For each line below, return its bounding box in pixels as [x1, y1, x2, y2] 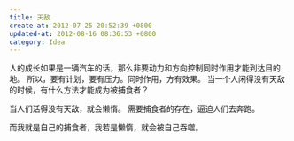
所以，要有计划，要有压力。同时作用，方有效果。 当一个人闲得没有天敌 [26, 74, 285, 85]
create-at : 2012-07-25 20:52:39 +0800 [9, 21, 152, 30]
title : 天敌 [9, 12, 50, 22]
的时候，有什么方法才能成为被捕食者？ [9, 85, 149, 95]
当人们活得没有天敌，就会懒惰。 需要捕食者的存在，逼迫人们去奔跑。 [9, 103, 259, 115]
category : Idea [9, 37, 66, 47]
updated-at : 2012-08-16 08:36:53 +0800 [9, 29, 157, 38]
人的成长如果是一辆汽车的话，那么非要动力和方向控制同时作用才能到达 [9, 63, 266, 73]
